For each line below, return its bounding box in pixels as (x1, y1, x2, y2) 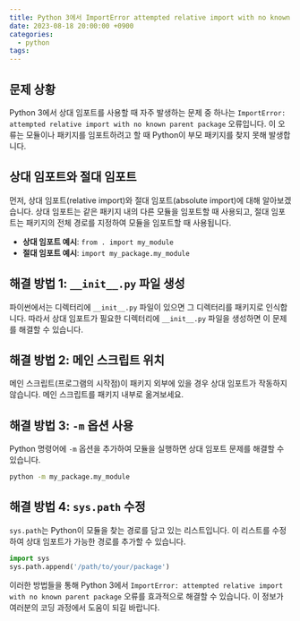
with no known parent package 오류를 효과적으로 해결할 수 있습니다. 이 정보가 (9, 591, 284, 601)
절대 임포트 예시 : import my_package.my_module (21, 247, 190, 258)
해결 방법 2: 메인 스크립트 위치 (9, 353, 165, 368)
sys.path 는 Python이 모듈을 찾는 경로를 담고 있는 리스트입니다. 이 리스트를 (9, 524, 270, 535)
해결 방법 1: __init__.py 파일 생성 (9, 276, 185, 292)
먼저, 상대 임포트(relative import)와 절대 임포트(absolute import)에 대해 (9, 194, 261, 206)
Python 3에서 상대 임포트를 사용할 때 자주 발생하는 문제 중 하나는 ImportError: (9, 106, 287, 117)
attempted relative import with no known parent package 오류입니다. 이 (9, 118, 276, 129)
